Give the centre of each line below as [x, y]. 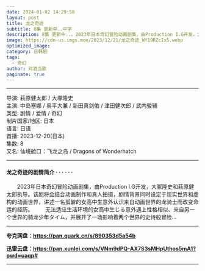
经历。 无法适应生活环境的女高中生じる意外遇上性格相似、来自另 [103, 209]
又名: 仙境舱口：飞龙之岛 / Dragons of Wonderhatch [72, 151]
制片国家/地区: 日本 [31, 121]
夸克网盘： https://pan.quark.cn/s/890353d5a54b [71, 236]
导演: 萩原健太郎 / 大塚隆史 [40, 98]
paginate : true [26, 74]
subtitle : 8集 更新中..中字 [39, 29]
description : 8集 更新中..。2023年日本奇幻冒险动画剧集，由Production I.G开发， [102, 35]
